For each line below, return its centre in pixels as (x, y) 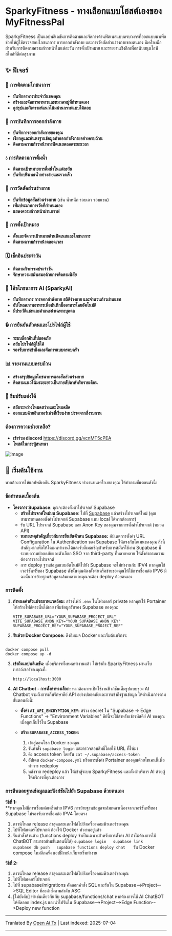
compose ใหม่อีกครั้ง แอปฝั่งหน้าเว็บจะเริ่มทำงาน (55, 853)
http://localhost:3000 (37, 679)
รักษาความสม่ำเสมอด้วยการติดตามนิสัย (45, 274)
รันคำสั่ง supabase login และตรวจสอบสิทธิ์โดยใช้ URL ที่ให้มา (83, 748)
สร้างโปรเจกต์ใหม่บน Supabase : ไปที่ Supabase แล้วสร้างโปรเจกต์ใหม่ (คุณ (88, 513)
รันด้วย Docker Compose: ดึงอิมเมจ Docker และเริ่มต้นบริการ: (70, 635)
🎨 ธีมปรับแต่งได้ (21, 396)
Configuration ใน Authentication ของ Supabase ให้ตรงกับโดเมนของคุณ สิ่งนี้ (93, 542)
